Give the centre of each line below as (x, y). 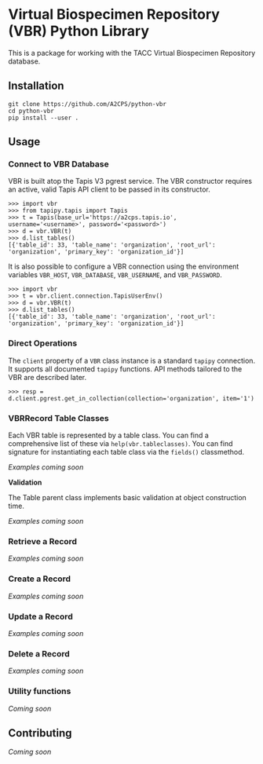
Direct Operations (43, 343)
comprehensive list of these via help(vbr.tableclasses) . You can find (121, 444)
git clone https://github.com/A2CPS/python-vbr (88, 104)
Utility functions (40, 691)
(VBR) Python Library (79, 31)
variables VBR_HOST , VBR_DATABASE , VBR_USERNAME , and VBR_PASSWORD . (115, 275)
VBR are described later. (47, 377)
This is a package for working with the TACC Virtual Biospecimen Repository (132, 53)
